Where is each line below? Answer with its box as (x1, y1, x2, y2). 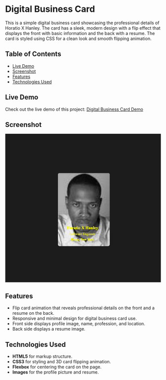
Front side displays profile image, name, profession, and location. (12, 321, 146, 327)
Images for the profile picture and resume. (12, 369, 99, 375)
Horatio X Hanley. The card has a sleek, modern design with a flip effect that (5, 25, 161, 31)
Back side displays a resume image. (12, 326, 85, 332)
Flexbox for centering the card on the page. (12, 364, 102, 370)
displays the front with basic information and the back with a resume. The (5, 30, 155, 36)
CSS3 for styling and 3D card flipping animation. (12, 359, 111, 365)
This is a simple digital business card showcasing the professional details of (5, 20, 160, 26)
